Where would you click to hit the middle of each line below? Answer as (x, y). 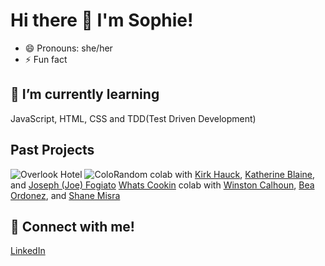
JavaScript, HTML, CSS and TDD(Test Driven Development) (133, 118)
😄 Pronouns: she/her (68, 48)
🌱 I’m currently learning (85, 94)
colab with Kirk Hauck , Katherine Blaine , (232, 174)
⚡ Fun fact (46, 59)
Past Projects (52, 150)
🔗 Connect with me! (72, 226)
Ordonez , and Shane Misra (65, 195)
